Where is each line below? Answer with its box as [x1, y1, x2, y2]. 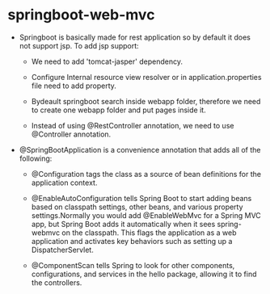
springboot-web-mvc [7, 6, 155, 24]
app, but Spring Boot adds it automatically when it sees [31, 219, 216, 229]
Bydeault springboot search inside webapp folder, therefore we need [31, 96, 261, 106]
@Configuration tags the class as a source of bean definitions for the [31, 169, 262, 178]
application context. [31, 178, 98, 187]
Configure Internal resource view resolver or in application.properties [31, 72, 262, 82]
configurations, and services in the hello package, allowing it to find [31, 269, 257, 279]
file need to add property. [31, 81, 116, 90]
